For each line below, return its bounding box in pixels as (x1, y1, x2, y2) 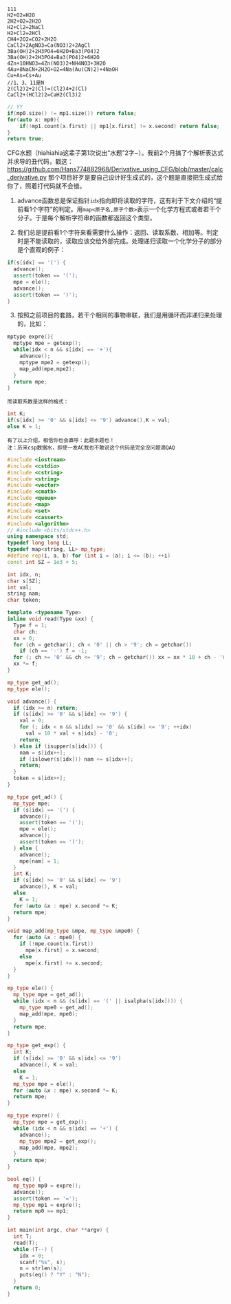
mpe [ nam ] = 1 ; (19, 857, 60, 865)
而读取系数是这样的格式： (7, 399, 69, 406)
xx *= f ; (13, 660, 38, 667)
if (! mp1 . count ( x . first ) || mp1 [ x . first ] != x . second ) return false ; (19, 123, 220, 129)
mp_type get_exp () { (7, 1042, 67, 1049)
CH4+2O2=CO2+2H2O (7, 36, 57, 43)
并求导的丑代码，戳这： (7, 158, 74, 166)
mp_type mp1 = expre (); (13, 1201, 81, 1208)
